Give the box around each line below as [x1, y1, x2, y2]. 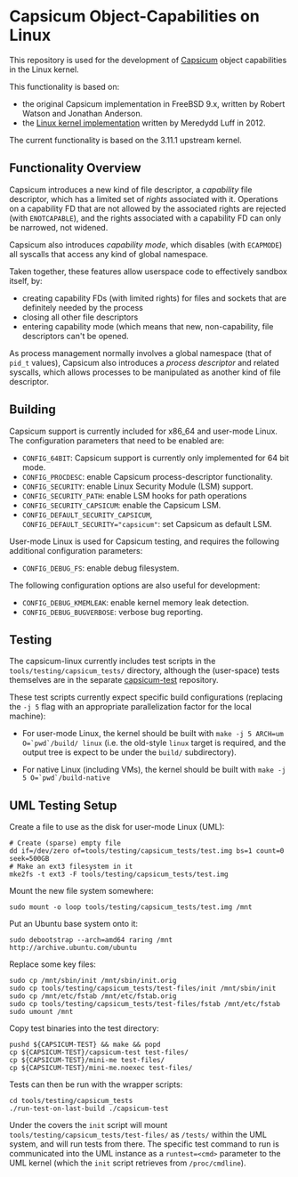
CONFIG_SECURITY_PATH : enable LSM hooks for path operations [21, 490, 247, 500]
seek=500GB [9, 855, 50, 864]
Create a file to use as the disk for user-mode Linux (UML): [9, 822, 225, 832]
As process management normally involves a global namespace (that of [9, 347, 272, 358]
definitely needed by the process [21, 302, 144, 313]
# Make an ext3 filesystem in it [9, 862, 133, 872]
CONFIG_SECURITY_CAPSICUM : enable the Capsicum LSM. [21, 499, 221, 510]
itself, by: [9, 275, 43, 286]
